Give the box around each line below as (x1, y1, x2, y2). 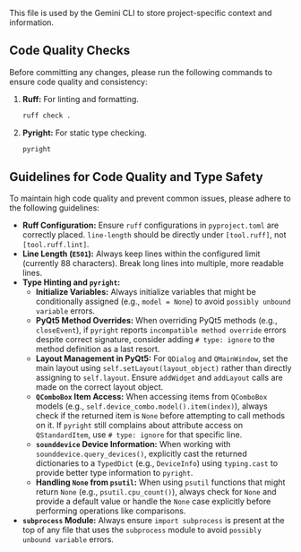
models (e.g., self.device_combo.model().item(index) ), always (35, 401, 269, 411)
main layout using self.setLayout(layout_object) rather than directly (35, 363, 292, 374)
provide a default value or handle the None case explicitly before (35, 496, 271, 507)
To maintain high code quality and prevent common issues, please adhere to (9, 193, 291, 204)
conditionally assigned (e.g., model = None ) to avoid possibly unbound (35, 296, 291, 307)
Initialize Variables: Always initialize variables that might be (35, 287, 257, 298)
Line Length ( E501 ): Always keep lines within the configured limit (21, 248, 261, 259)
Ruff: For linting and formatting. (21, 93, 139, 104)
